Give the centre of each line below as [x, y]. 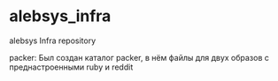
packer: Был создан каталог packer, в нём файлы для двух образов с [139, 57]
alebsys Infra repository [52, 40]
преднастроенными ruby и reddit [71, 67]
